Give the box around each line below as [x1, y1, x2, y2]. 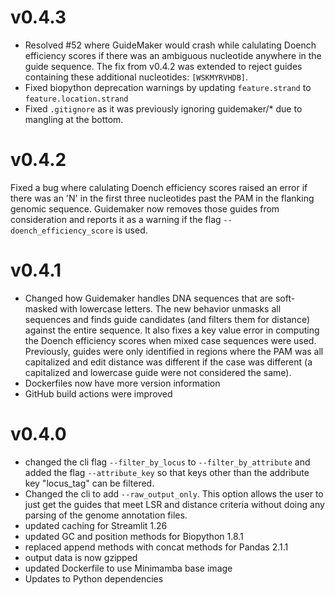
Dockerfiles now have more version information [24, 377, 221, 389]
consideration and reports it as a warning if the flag [10, 213, 222, 225]
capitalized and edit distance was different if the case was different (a [24, 356, 313, 368]
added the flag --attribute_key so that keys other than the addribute [24, 466, 310, 478]
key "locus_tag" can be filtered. [24, 477, 155, 489]
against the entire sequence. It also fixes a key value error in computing [24, 324, 320, 336]
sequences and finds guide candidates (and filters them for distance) [24, 313, 310, 325]
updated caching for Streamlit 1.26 [24, 519, 168, 531]
